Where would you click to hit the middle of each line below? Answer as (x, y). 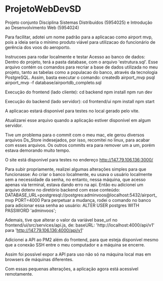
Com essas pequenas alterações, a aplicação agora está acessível (72, 269)
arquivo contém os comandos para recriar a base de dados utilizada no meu (81, 67)
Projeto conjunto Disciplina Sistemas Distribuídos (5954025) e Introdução (79, 22)
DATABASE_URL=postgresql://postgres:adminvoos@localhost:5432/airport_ (81, 195)
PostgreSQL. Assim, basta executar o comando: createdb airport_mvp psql (80, 77)
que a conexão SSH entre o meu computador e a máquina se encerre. (75, 245)
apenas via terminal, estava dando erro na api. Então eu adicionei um (74, 184)
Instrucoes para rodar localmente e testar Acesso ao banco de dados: (75, 56)
